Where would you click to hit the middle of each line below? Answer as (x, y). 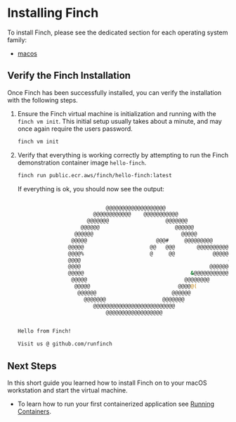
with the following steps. (43, 100)
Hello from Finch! (44, 331)
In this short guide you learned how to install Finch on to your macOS (107, 383)
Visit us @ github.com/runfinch (65, 344)
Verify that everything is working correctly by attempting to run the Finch (123, 155)
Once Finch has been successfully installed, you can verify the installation (114, 92)
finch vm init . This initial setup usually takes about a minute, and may (120, 121)
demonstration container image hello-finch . (82, 162)
